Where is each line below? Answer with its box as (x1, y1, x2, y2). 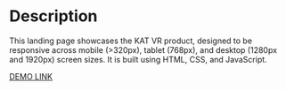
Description (9, 6, 98, 26)
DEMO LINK (9, 71, 53, 81)
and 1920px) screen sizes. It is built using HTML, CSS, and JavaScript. (9, 54, 267, 64)
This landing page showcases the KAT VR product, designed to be (9, 35, 252, 46)
